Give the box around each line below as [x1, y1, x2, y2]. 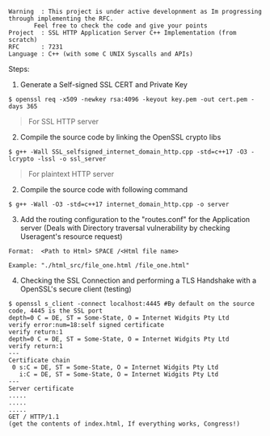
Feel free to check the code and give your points [33, 22, 208, 30]
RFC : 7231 [8, 43, 63, 51]
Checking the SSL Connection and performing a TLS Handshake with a [19, 275, 257, 285]
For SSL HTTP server [27, 117, 99, 126]
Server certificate [8, 384, 74, 392]
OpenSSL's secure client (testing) [19, 284, 132, 294]
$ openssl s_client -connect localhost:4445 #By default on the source [8, 300, 255, 308]
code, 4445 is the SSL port [8, 307, 103, 315]
